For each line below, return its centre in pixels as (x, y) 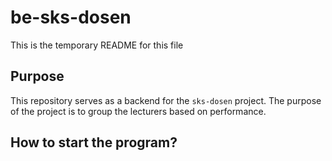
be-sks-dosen (71, 17)
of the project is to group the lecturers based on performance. (138, 111)
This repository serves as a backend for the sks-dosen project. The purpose (166, 100)
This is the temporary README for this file (97, 45)
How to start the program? (94, 142)
